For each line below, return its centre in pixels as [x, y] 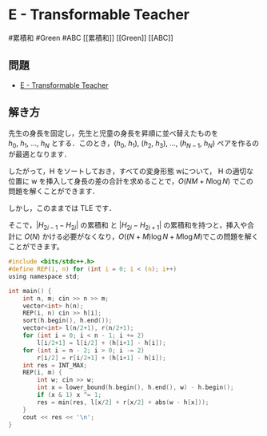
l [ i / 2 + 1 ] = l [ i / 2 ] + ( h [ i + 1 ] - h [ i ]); [102, 343]
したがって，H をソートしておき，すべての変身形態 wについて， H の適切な [131, 171]
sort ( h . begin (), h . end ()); [68, 321]
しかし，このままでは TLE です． [62, 208]
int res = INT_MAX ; [55, 365]
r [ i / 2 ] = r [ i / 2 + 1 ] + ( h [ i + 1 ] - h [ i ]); [102, 358]
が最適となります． [40, 154]
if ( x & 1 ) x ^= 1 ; [70, 395]
